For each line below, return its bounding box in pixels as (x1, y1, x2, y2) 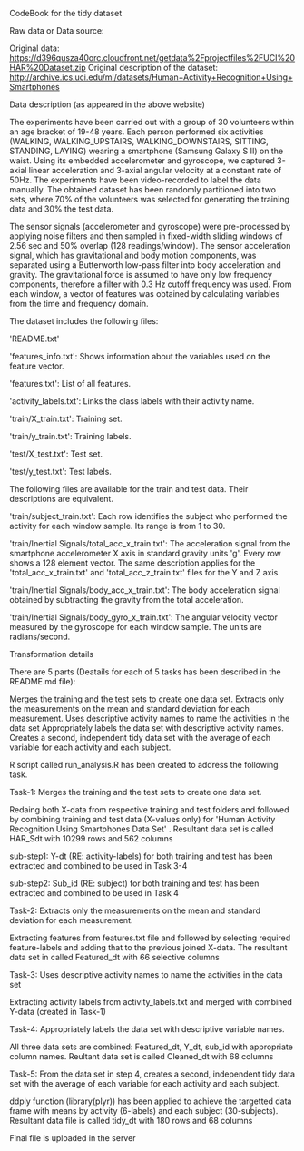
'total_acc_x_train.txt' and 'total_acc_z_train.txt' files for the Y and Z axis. (9, 567, 281, 577)
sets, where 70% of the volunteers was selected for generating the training (9, 194, 290, 204)
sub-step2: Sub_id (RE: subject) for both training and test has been (9, 878, 260, 889)
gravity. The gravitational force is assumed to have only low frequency (9, 270, 272, 280)
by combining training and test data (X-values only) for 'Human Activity (9, 814, 276, 824)
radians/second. (9, 631, 71, 642)
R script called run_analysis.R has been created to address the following (9, 760, 279, 770)
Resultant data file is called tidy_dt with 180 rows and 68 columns (9, 1116, 253, 1126)
